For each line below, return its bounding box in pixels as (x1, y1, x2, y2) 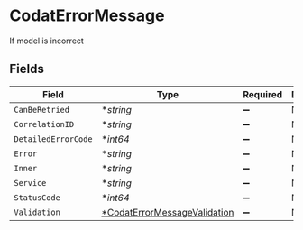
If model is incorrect (9, 35, 84, 46)
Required (243, 87, 283, 100)
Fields (9, 61, 45, 77)
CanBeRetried (14, 105, 70, 115)
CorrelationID (14, 119, 75, 129)
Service (14, 178, 47, 188)
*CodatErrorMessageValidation (101, 206, 234, 218)
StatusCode (14, 192, 60, 203)
